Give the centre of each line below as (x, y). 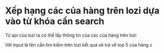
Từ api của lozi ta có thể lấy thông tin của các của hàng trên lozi (71, 35)
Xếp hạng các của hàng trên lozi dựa (82, 11)
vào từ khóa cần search (55, 21)
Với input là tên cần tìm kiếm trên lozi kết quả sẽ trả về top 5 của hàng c (79, 44)
